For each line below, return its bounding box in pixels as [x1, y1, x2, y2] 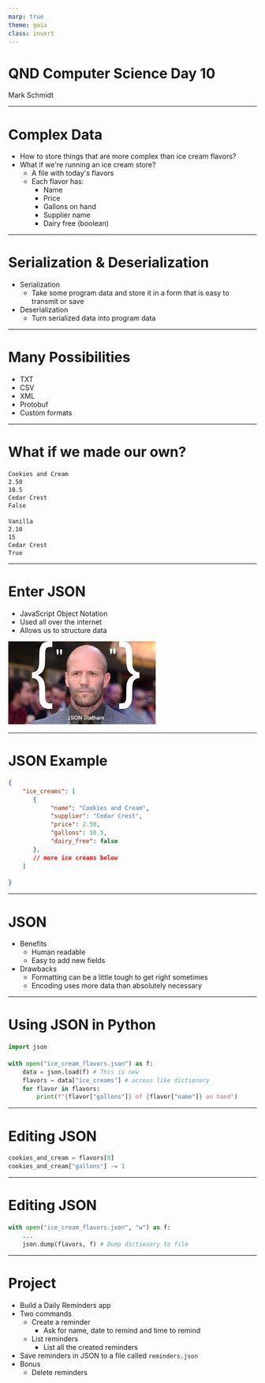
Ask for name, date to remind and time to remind [43, 1325, 201, 1335]
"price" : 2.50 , [50, 821, 101, 829]
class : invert [8, 29, 55, 37]
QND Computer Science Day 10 [8, 64, 215, 82]
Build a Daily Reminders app [19, 1300, 112, 1310]
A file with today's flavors [31, 168, 114, 178]
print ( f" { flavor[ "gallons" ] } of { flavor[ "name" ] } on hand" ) [36, 1093, 238, 1101]
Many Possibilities [8, 348, 131, 366]
